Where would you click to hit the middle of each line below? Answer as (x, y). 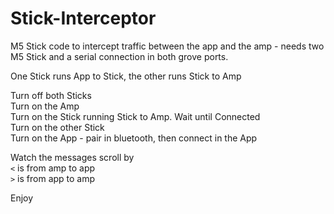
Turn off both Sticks (51, 95)
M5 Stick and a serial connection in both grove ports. (119, 56)
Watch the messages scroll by (72, 157)
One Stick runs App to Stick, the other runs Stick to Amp (126, 76)
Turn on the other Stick (57, 127)
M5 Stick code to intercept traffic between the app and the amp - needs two (167, 46)
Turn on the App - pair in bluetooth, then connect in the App (134, 138)
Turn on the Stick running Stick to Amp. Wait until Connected (135, 116)
